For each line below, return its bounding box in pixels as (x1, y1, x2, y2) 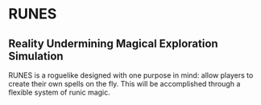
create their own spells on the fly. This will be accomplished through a (8, 79, 241, 88)
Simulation (8, 49, 64, 63)
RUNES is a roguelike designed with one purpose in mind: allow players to (8, 71, 254, 80)
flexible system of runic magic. (8, 87, 110, 97)
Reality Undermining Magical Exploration (8, 37, 219, 50)
